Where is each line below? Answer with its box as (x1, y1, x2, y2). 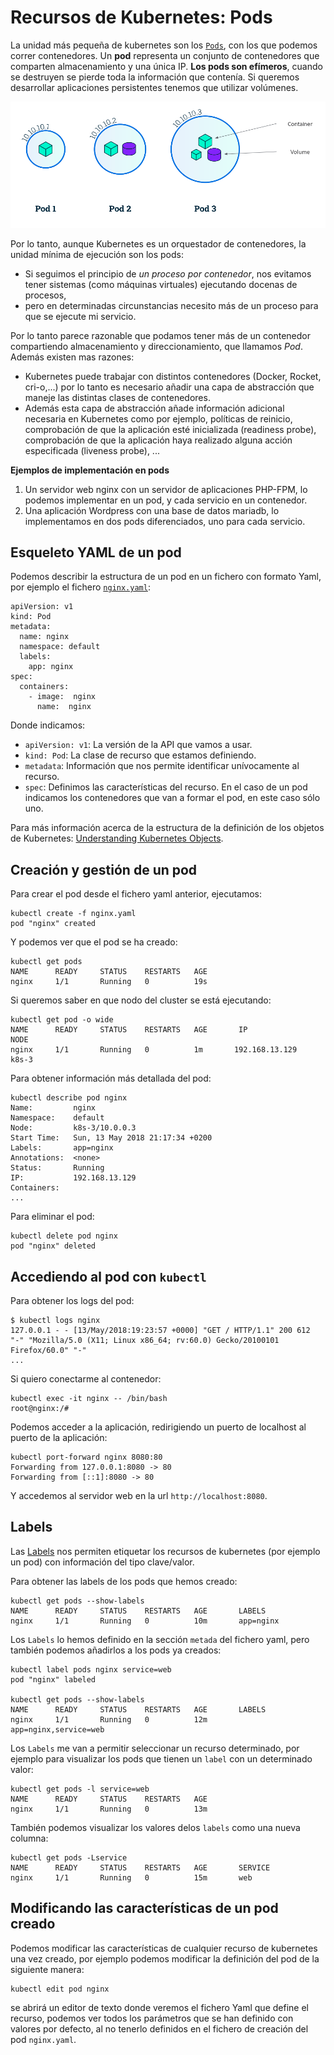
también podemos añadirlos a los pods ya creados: (10, 1644, 222, 1656)
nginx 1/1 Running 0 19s (10, 977, 208, 987)
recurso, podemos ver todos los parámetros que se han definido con (10, 2012, 294, 2024)
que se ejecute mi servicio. (24, 310, 137, 322)
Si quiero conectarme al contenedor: (10, 1372, 162, 1385)
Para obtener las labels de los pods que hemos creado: (10, 1575, 238, 1587)
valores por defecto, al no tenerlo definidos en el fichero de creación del (10, 2022, 309, 2035)
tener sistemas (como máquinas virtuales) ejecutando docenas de (24, 278, 298, 290)
